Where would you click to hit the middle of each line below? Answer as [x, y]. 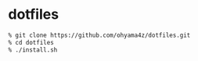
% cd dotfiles [31, 42]
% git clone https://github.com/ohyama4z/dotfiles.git [99, 35]
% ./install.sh [33, 50]
